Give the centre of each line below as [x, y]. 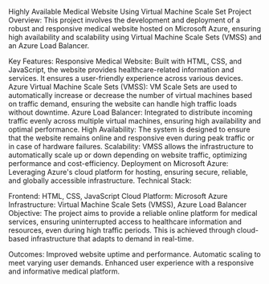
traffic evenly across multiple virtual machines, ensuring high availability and [134, 121]
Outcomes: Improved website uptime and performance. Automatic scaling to [134, 254]
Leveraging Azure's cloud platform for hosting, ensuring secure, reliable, [128, 172]
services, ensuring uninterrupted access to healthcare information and [125, 221]
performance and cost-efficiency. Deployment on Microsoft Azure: [118, 163]
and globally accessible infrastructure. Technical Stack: [100, 181]
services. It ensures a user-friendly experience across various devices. [126, 78]
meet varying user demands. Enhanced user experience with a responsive [131, 263]
